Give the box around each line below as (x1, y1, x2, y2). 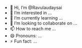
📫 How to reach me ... (9, 26, 56, 31)
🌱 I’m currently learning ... (9, 15, 63, 21)
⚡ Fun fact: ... (9, 38, 37, 44)
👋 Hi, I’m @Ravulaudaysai (9, 5, 62, 10)
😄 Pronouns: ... (9, 33, 42, 39)
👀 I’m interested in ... (9, 10, 52, 16)
